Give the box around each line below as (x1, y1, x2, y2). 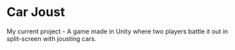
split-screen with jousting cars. (6, 34, 97, 42)
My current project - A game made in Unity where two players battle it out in (6, 27, 229, 35)
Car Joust (6, 4, 65, 20)
